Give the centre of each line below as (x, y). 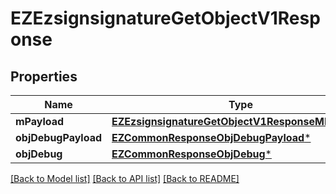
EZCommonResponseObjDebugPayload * (211, 137)
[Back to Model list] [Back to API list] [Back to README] (125, 178)
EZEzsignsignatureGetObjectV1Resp (165, 18)
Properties (44, 76)
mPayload (40, 121)
